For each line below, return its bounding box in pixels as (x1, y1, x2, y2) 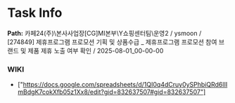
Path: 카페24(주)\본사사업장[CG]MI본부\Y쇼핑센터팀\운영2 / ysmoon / (7, 29, 202, 37)
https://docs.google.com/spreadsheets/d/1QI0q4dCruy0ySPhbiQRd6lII (23, 81, 228, 89)
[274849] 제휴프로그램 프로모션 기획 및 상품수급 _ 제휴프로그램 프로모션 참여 (7, 37, 217, 46)
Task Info (7, 5, 63, 21)
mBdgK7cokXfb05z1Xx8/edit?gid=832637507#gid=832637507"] (17, 88, 206, 96)
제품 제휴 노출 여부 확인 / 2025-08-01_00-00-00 (27, 46, 164, 55)
